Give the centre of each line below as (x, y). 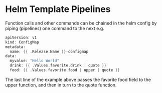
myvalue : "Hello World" (34, 61)
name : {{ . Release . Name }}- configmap (49, 51)
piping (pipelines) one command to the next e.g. (55, 28)
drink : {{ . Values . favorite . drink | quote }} (58, 65)
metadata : (16, 47)
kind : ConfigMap (22, 42)
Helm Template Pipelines (58, 9)
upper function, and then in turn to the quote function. (61, 85)
